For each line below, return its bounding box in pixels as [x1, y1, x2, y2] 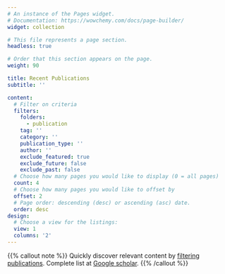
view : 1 [13, 225, 37, 233]
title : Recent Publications [7, 75, 90, 82]
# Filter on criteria [13, 100, 78, 108]
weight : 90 [7, 62, 39, 69]
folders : [20, 114, 46, 121]
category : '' [20, 133, 59, 141]
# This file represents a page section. [7, 36, 128, 43]
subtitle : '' [7, 81, 46, 88]
